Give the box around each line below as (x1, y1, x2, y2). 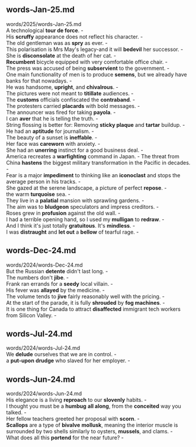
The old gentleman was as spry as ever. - (6, 39, 108, 46)
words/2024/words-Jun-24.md (6, 390, 82, 397)
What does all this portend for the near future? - (6, 434, 124, 441)
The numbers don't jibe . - (6, 274, 69, 281)
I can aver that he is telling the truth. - (6, 115, 99, 122)
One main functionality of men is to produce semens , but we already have (6, 71, 188, 78)
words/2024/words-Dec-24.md (6, 261, 83, 269)
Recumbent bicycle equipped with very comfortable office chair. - (6, 58, 168, 65)
